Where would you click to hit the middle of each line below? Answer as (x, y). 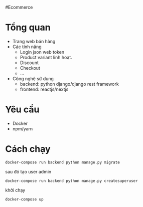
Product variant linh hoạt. (46, 57)
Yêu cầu (22, 110)
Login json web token (42, 52)
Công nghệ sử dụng (33, 78)
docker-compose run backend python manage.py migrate (63, 162)
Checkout (30, 68)
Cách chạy (28, 149)
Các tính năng (27, 47)
